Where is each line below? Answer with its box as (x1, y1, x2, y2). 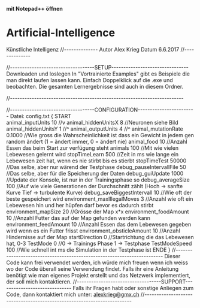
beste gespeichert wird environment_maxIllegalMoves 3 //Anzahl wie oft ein (6, 195, 193, 203)
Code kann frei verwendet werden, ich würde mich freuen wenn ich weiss (6, 259, 189, 266)
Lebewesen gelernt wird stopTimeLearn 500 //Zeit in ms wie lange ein (6, 150, 179, 158)
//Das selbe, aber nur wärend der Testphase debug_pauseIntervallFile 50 (6, 163, 187, 170)
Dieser (164, 252, 181, 259)
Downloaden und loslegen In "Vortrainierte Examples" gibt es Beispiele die (6, 70, 190, 77)
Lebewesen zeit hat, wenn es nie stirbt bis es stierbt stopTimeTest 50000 (6, 157, 187, 164)
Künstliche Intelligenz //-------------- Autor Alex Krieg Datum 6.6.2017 (6, 46, 180, 53)
